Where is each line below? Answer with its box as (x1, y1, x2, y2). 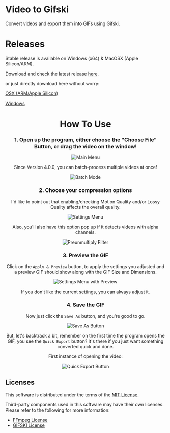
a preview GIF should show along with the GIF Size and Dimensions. (14, 269, 157, 275)
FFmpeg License (12, 417, 48, 423)
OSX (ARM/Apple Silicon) (5, 90, 59, 97)
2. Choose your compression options (39, 187, 132, 194)
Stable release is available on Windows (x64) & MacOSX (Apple (5, 55, 138, 61)
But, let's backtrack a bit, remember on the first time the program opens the (6, 333, 165, 339)
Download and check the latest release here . (5, 70, 99, 77)
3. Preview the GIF (63, 252, 108, 259)
